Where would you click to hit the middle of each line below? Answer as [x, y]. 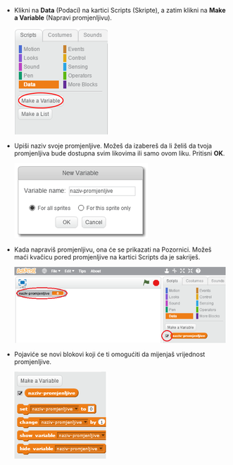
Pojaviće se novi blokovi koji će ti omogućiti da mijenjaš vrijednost [109, 354]
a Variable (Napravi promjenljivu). [63, 18]
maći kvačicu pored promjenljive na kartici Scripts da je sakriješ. [107, 257]
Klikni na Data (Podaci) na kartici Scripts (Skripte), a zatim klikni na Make [120, 10]
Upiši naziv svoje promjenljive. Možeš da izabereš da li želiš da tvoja [113, 146]
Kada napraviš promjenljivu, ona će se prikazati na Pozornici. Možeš [113, 249]
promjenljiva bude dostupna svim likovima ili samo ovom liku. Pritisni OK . [119, 153]
